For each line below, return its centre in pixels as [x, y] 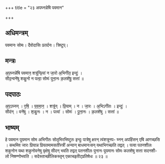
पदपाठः [13, 94]
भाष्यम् [12, 128]
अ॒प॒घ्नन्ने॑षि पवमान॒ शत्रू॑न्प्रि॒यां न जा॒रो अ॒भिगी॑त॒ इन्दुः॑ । [44, 73]
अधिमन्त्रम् [17, 33]
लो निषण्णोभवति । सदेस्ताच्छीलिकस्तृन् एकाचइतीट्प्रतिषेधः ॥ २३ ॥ [56, 157]
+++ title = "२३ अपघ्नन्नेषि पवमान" [35, 8]
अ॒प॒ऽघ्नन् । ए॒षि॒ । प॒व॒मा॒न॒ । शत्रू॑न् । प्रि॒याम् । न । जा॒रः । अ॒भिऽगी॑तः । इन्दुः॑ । [66, 106]
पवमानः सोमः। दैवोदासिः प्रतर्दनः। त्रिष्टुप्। [37, 45]
